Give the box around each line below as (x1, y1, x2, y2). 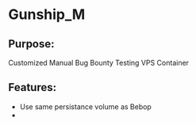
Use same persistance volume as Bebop (19, 101, 152, 112)
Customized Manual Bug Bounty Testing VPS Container (8, 58, 189, 67)
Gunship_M (8, 6, 86, 24)
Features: (8, 81, 57, 94)
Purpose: (8, 37, 55, 51)
